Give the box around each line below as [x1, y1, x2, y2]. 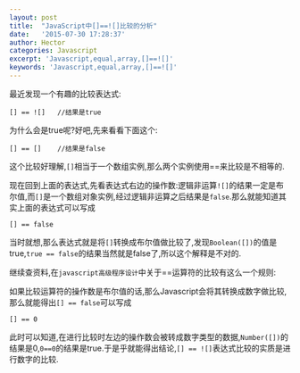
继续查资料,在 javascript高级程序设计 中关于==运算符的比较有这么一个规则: [9, 267, 277, 278]
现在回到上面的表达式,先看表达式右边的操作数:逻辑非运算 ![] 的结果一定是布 [9, 179, 284, 190]
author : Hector [9, 37, 66, 47]
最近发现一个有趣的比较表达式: [9, 88, 122, 99]
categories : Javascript [9, 46, 98, 55]
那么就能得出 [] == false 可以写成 [9, 296, 132, 308]
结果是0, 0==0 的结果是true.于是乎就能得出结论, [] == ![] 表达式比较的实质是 [9, 343, 283, 353]
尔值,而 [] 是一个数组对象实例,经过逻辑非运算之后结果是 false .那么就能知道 [9, 191, 279, 202]
